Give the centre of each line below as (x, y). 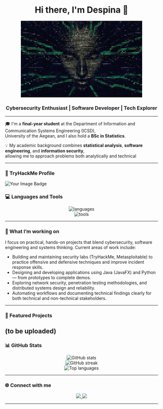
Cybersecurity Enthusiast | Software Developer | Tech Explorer (81, 108)
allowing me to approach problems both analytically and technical (71, 156)
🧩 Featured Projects (29, 315)
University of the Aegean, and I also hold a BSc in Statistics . (65, 136)
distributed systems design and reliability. (54, 288)
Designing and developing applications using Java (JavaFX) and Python (84, 272)
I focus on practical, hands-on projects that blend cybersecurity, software (79, 242)
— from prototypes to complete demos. (51, 277)
